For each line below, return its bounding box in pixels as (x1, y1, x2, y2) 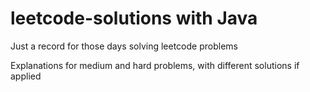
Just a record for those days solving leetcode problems (10, 40, 238, 52)
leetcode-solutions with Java (10, 7, 258, 30)
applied (10, 70, 42, 82)
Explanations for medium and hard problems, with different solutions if (10, 59, 300, 71)
